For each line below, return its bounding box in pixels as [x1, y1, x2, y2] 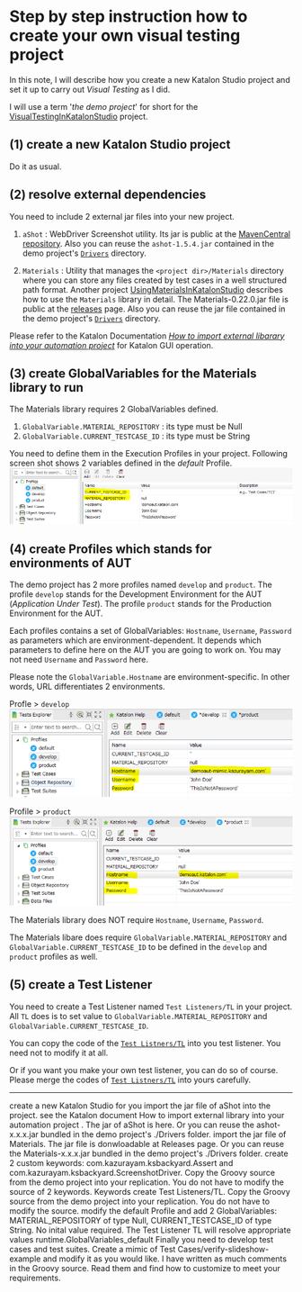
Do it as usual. [9, 160, 62, 172]
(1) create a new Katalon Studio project [9, 137, 231, 152]
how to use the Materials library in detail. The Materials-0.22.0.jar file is [22, 294, 289, 304]
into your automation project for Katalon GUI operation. [9, 339, 214, 350]
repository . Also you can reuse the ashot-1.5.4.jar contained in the [22, 238, 274, 248]
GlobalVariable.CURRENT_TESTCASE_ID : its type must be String [22, 430, 251, 442]
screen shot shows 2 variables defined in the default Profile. [9, 457, 233, 469]
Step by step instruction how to [9, 6, 248, 27]
